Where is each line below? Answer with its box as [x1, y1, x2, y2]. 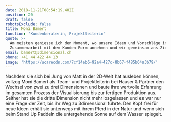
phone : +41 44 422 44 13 [5, 54, 58, 60]
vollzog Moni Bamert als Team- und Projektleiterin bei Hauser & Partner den [5, 79, 164, 85]
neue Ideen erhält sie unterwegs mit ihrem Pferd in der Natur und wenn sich [5, 106, 164, 112]
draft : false [5, 17, 33, 22]
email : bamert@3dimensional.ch [5, 50, 72, 55]
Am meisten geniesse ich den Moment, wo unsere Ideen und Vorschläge [10, 41, 160, 46]
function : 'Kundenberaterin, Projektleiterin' [5, 31, 106, 36]
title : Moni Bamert [5, 26, 47, 32]
